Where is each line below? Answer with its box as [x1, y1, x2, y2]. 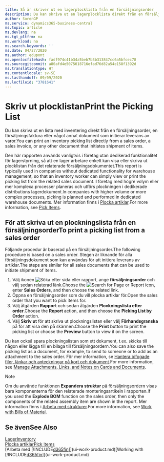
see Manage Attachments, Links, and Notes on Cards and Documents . [5, 364, 146, 370]
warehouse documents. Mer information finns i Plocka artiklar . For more [5, 199, 148, 205]
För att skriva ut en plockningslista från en [5, 218, 136, 227]
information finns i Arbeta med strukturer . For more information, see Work [5, 404, 152, 410]
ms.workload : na [5, 39, 38, 44]
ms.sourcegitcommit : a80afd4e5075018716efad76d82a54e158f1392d [5, 62, 137, 66]
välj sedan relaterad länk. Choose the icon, [12, 282, 155, 288]
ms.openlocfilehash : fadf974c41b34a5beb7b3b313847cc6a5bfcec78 [5, 57, 137, 62]
